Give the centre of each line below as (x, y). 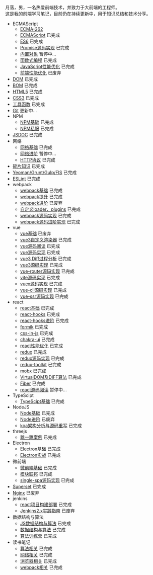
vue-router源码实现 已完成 (47, 271)
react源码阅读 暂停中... (43, 390)
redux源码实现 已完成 (42, 358)
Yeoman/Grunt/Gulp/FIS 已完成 (45, 172)
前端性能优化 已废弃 (41, 73)
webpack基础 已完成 (41, 190)
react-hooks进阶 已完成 (44, 320)
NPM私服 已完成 (37, 128)
